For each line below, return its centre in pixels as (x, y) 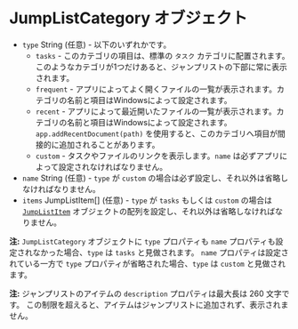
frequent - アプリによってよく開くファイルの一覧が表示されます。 (156, 89)
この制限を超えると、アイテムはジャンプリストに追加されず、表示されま (157, 304)
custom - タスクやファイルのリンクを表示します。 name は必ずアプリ (157, 156)
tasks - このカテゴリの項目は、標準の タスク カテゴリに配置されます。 (162, 55)
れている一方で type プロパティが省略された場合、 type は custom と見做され (148, 263)
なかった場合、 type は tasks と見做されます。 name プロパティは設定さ (161, 252)
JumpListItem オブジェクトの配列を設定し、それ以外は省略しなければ (149, 211)
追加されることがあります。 (109, 144)
